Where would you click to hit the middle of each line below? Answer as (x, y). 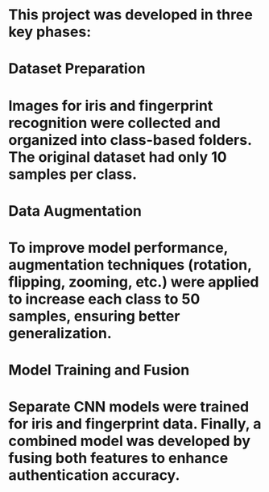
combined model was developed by (130, 441)
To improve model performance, (118, 248)
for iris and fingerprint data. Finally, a (135, 424)
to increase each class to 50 (104, 299)
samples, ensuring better (94, 316)
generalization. (60, 333)
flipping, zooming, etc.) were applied (134, 281)
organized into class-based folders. (130, 140)
